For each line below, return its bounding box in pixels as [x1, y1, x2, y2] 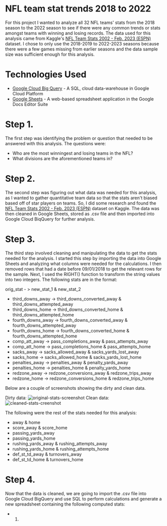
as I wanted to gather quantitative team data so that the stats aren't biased [5, 195, 158, 201]
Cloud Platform [12, 90, 43, 96]
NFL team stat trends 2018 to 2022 [5, 3, 151, 14]
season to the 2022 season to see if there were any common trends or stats [5, 24, 161, 30]
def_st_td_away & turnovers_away [12, 451, 82, 457]
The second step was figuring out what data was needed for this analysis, [5, 189, 157, 195]
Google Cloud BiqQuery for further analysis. [5, 216, 95, 222]
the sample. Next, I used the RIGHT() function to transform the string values [5, 271, 160, 277]
